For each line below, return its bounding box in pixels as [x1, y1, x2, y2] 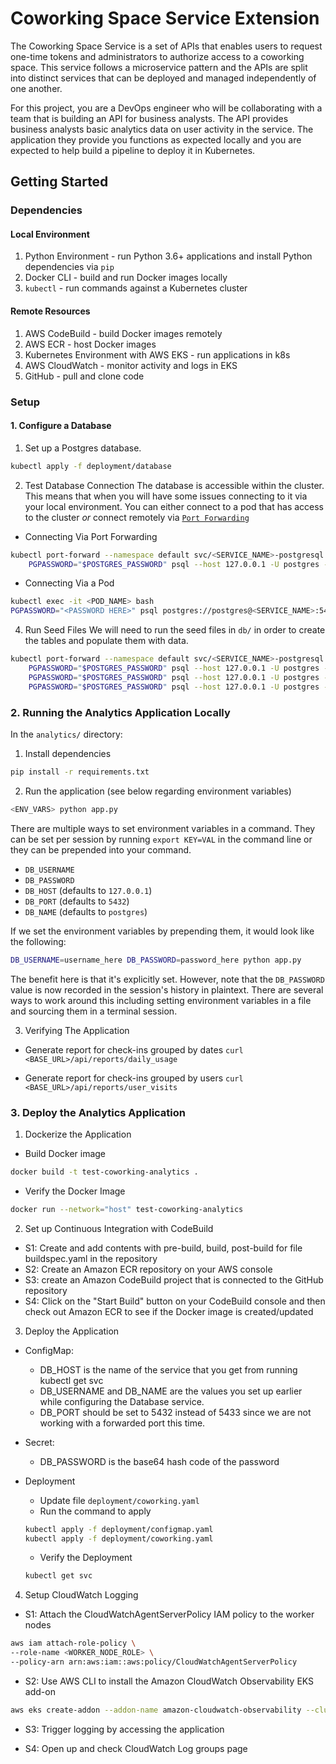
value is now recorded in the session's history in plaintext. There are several [10, 983, 324, 996]
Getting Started [10, 173, 109, 191]
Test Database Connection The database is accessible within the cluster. [24, 479, 325, 491]
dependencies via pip [24, 261, 115, 273]
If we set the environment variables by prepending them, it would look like [10, 925, 315, 937]
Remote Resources [10, 305, 91, 317]
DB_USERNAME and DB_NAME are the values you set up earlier [39, 1385, 303, 1397]
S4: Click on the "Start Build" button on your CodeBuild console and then [24, 1295, 326, 1307]
